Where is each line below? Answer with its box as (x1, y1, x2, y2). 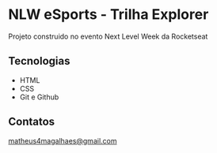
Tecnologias (8, 54, 70, 68)
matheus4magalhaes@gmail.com (8, 136, 117, 145)
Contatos (8, 115, 55, 129)
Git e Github (19, 92, 59, 102)
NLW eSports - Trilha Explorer (8, 6, 209, 24)
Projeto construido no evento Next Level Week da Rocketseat (8, 32, 208, 41)
